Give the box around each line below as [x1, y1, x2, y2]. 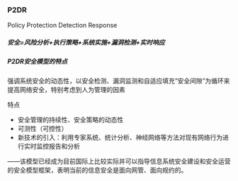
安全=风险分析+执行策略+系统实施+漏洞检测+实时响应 [7, 37, 165, 47]
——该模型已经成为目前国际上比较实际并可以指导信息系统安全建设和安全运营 [7, 157, 231, 165]
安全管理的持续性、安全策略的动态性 [17, 115, 124, 124]
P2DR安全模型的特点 [7, 57, 68, 66]
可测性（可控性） [17, 124, 68, 132]
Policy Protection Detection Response [7, 21, 118, 30]
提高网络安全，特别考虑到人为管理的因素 [7, 85, 125, 93]
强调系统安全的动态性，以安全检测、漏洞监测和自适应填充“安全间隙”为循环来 [7, 76, 230, 85]
